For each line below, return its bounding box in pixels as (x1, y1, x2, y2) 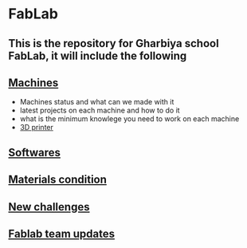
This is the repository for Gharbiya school (8, 37, 219, 50)
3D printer (19, 123, 54, 132)
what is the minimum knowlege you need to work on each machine (19, 114, 240, 124)
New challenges (8, 200, 90, 214)
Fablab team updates (8, 226, 116, 240)
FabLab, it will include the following (8, 49, 187, 62)
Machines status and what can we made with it (19, 97, 174, 107)
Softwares (8, 145, 61, 159)
